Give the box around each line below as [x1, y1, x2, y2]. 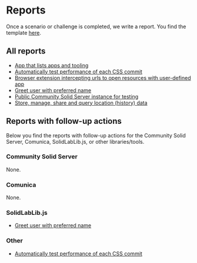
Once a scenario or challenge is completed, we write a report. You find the [6, 23, 186, 30]
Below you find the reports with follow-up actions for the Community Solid [6, 131, 186, 139]
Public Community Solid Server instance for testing [14, 93, 139, 100]
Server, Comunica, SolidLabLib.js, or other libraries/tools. [6, 138, 145, 145]
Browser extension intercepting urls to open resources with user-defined [14, 74, 191, 81]
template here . [6, 29, 41, 36]
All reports [6, 46, 46, 56]
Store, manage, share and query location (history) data [14, 99, 148, 106]
